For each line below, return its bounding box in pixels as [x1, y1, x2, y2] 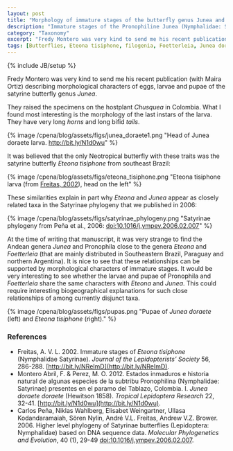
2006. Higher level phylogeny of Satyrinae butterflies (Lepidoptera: [17, 421, 209, 430]
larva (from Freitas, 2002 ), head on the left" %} [7, 180, 142, 188]
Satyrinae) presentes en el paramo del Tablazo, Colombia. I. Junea [17, 384, 208, 393]
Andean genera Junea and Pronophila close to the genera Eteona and [7, 242, 207, 250]
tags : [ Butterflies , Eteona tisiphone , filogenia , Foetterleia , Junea [7, 42, 216, 49]
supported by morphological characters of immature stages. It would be [7, 265, 213, 272]
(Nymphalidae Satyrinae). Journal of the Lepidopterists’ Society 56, [17, 355, 211, 364]
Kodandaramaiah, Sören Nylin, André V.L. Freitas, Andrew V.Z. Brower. [17, 414, 218, 423]
